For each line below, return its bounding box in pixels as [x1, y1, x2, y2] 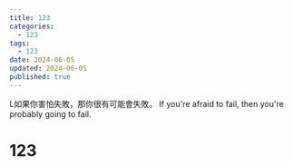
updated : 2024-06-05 [9, 64, 88, 73]
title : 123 [9, 13, 51, 23]
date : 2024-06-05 [9, 55, 75, 64]
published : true [9, 73, 71, 82]
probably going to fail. [9, 108, 92, 119]
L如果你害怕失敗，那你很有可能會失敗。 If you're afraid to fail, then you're [9, 98, 284, 109]
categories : [9, 22, 54, 31]
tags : [9, 38, 30, 48]
